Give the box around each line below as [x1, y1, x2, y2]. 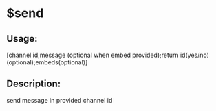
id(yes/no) [180, 51, 209, 59]
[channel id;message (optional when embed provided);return [6, 51, 180, 59]
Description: [6, 78, 61, 90]
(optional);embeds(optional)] [6, 58, 88, 66]
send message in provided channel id [6, 96, 113, 104]
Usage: [6, 33, 39, 45]
